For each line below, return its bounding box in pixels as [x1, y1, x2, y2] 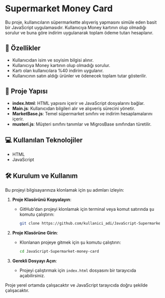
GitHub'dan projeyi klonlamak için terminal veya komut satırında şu [19, 206, 155, 212]
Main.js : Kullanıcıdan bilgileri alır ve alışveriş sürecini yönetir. [12, 105, 136, 111]
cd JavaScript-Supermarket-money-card [19, 249, 99, 254]
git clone [19, 221, 40, 226]
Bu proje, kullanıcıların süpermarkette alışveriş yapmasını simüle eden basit [5, 19, 157, 25]
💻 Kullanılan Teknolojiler [5, 136, 82, 144]
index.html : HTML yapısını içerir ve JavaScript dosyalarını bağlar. [12, 100, 145, 106]
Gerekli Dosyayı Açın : [12, 258, 57, 264]
